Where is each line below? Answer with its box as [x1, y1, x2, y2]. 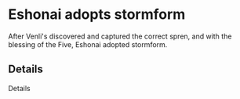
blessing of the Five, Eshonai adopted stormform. [8, 39, 168, 49]
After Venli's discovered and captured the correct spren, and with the [8, 31, 232, 41]
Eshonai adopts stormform [8, 5, 186, 24]
